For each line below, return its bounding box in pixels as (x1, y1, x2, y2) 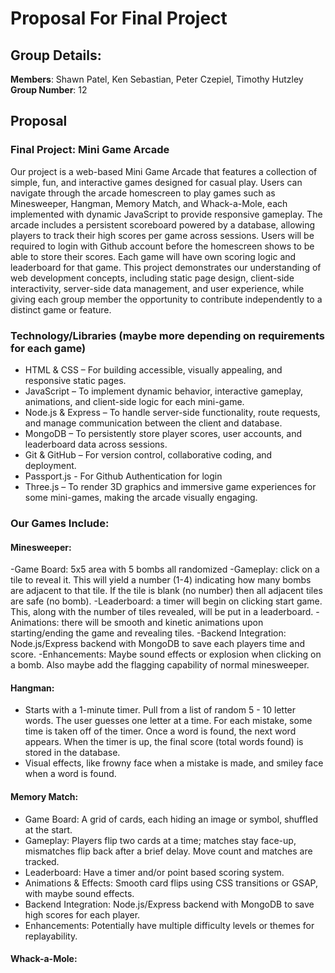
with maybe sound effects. (24, 887, 135, 899)
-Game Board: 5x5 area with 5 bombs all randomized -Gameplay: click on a (10, 563, 320, 576)
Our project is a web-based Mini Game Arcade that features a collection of (10, 165, 318, 177)
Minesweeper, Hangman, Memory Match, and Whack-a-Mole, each (10, 197, 288, 209)
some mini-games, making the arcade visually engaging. (24, 491, 258, 503)
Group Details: (10, 47, 102, 64)
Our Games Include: (10, 516, 110, 530)
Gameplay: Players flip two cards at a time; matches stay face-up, (24, 834, 297, 846)
